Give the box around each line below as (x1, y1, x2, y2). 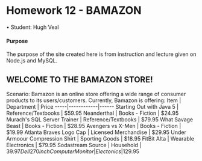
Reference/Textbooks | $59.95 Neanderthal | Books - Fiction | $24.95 (6, 109, 179, 117)
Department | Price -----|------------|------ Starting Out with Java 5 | (6, 103, 179, 110)
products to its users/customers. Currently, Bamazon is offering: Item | (6, 97, 181, 104)
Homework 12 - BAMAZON (6, 4, 142, 17)
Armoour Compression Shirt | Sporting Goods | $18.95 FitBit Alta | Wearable (6, 135, 195, 142)
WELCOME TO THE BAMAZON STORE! (6, 74, 153, 85)
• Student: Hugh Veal (6, 23, 59, 31)
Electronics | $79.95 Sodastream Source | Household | (6, 141, 142, 148)
